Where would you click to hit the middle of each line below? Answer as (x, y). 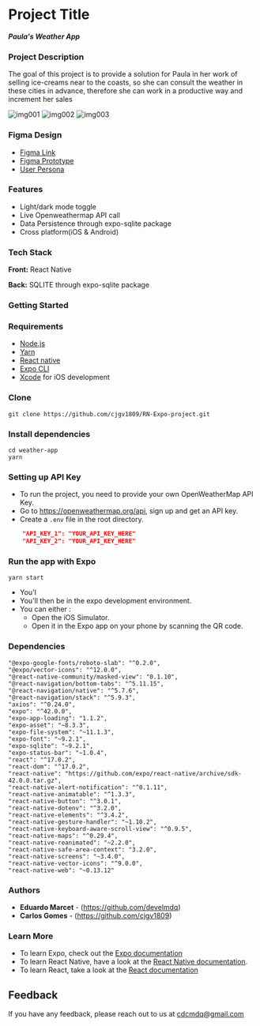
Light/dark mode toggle (58, 206)
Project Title (49, 15)
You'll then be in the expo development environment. (106, 601)
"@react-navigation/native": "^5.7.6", (74, 690)
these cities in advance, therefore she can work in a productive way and (126, 91)
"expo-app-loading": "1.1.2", (58, 718)
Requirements (36, 326)
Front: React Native (40, 269)
